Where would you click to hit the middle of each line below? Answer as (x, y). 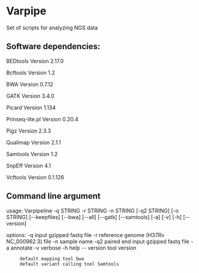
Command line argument (53, 196)
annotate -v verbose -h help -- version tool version (73, 248)
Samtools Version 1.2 (32, 154)
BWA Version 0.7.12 (30, 84)
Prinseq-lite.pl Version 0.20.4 (43, 119)
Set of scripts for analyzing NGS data (52, 28)
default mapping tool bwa (52, 259)
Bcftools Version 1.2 (31, 73)
